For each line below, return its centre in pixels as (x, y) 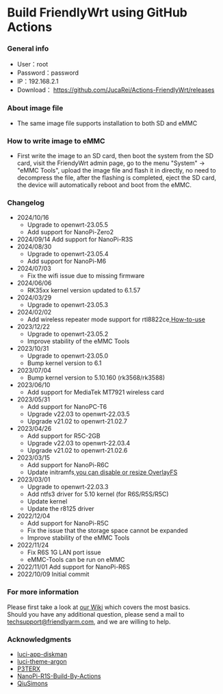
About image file (35, 108)
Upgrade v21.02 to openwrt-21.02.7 (77, 421)
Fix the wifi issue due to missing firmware (86, 276)
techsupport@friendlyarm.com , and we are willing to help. (89, 621)
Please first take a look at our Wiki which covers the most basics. (99, 607)
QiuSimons (32, 683)
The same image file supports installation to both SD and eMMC (107, 123)
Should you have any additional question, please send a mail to (96, 614)
